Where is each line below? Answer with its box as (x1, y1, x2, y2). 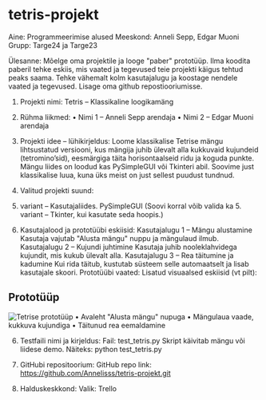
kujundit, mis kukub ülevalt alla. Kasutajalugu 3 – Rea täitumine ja (19, 250, 234, 260)
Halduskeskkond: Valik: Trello (19, 383, 117, 393)
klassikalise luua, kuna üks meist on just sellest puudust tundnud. (19, 170, 235, 180)
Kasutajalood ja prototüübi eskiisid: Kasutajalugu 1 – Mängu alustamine (19, 225, 253, 235)
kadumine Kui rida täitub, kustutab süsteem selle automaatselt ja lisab (19, 259, 249, 268)
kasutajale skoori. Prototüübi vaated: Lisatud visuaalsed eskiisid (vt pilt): (19, 267, 257, 277)
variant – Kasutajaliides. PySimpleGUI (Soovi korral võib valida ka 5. (19, 201, 242, 211)
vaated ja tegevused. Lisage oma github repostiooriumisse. (8, 81, 203, 91)
